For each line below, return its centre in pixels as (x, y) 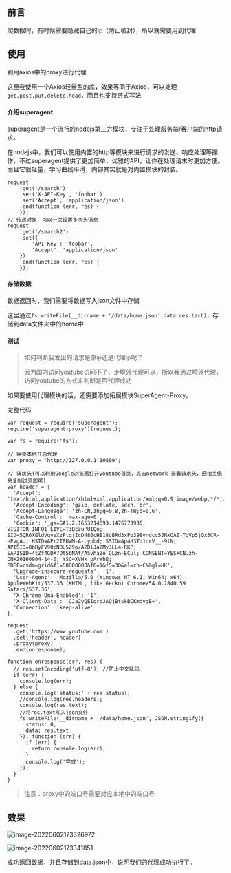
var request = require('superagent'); (63, 423)
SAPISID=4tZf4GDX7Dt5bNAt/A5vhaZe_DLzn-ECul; (73, 554)
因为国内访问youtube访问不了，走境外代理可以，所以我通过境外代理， (123, 372)
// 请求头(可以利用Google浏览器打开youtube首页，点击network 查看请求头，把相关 (112, 474)
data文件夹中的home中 (52, 324)
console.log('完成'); (55, 762)
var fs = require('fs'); (43, 441)
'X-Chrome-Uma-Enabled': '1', (56, 596)
